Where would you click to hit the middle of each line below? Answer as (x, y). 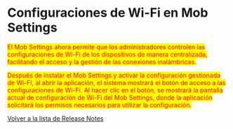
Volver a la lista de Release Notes (55, 118)
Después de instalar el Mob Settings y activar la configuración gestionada (114, 75)
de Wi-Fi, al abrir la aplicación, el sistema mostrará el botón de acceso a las (116, 82)
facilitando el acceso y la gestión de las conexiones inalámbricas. (102, 61)
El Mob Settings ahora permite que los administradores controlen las (106, 47)
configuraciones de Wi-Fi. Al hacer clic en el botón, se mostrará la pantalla (115, 90)
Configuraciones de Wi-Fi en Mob (108, 13)
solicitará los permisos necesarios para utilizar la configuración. (99, 105)
